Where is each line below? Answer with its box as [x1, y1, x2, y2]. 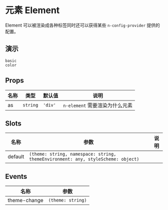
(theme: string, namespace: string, [29, 151, 116, 157]
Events [5, 172, 27, 181]
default [7, 153, 24, 160]
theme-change [7, 197, 43, 204]
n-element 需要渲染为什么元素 [63, 101, 133, 109]
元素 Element [5, 5, 60, 16]
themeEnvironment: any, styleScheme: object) [29, 156, 139, 162]
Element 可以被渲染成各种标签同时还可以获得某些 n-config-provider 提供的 [5, 22, 160, 28]
